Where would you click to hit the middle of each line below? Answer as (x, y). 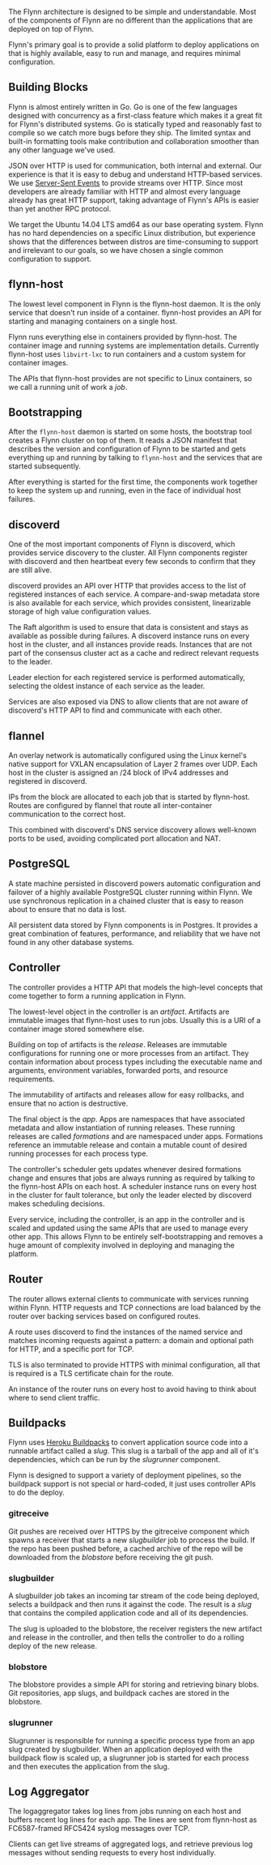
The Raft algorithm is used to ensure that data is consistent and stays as (129, 627)
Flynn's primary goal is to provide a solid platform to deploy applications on (134, 45)
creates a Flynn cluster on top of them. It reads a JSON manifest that (123, 440)
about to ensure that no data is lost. (68, 909)
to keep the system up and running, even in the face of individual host (125, 490)
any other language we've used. (62, 150)
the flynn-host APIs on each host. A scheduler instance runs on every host (133, 1186)
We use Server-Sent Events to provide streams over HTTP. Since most (126, 182)
